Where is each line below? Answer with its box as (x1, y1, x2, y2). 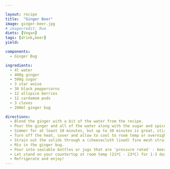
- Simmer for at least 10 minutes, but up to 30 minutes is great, (10, 128, 155, 134)
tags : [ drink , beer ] (5, 35, 47, 40)
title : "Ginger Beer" (5, 16, 53, 22)
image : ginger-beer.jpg (5, 21, 56, 26)
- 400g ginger (10, 72, 39, 77)
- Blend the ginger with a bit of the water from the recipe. (10, 119, 144, 124)
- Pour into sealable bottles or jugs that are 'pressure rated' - (10, 147, 155, 152)
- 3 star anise (10, 82, 42, 87)
